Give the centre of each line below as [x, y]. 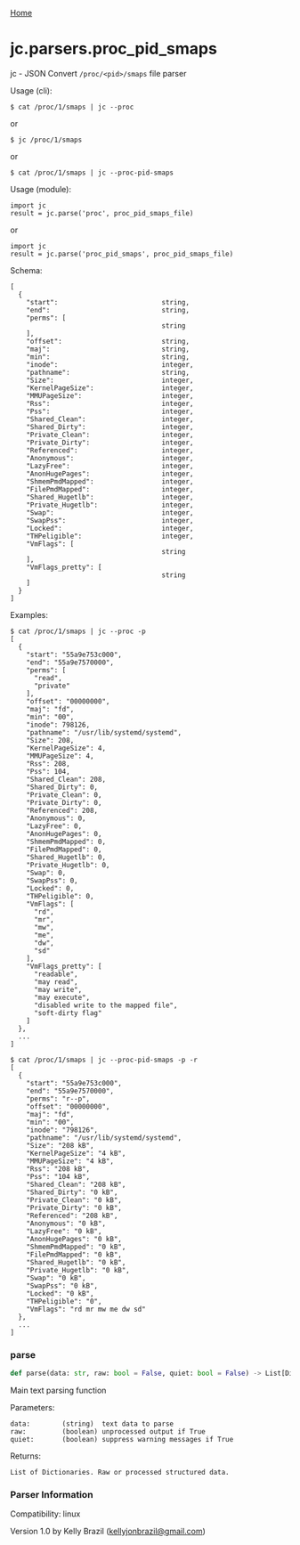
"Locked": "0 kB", [60, 1293]
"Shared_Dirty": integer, [110, 427]
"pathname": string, [108, 372]
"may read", [56, 982]
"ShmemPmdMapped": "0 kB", [76, 1247]
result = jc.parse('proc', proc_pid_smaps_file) [102, 213]
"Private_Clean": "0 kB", [74, 1200]
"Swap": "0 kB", [57, 1278]
